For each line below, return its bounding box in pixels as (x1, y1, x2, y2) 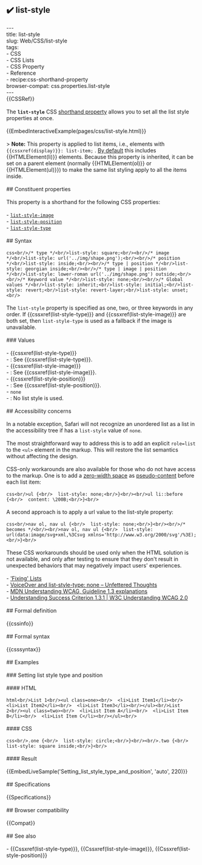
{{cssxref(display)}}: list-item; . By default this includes (6, 146, 157, 154)
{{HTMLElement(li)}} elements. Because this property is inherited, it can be (6, 153, 194, 160)
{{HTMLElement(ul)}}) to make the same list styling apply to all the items (6, 166, 187, 173)
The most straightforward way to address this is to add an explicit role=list (6, 439, 196, 447)
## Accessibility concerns (6, 407, 72, 415)
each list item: (6, 478, 41, 486)
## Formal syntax (6, 633, 50, 640)
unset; (172, 287, 189, 293)
